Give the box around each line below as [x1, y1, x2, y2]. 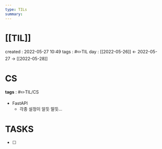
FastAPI [12, 100, 28, 106]
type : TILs [5, 7, 27, 12]
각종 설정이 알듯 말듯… [19, 106, 62, 112]
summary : [5, 12, 23, 17]
